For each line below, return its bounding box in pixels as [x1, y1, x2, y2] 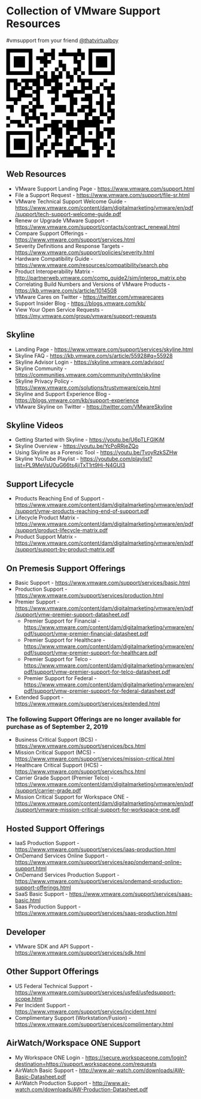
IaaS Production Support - [14, 840, 80, 847]
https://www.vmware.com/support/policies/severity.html [14, 249, 154, 256]
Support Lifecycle [6, 479, 74, 489]
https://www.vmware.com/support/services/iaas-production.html [14, 846, 176, 853]
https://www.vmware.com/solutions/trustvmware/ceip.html [14, 384, 161, 391]
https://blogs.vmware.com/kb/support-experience [14, 397, 139, 404]
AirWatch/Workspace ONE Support [6, 1038, 141, 1048]
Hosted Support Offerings [6, 823, 105, 834]
